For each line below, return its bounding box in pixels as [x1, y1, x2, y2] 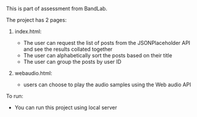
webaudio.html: [14, 70, 52, 76]
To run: [6, 93, 24, 99]
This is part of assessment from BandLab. [6, 5, 108, 12]
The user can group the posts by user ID [23, 58, 122, 65]
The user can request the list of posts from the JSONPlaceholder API [23, 40, 191, 46]
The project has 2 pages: [6, 17, 67, 23]
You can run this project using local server [14, 104, 118, 111]
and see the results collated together [23, 45, 113, 53]
